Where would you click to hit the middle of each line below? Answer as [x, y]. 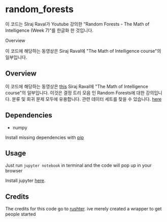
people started [21, 214]
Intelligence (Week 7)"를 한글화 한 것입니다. [49, 30]
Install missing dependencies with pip [45, 137]
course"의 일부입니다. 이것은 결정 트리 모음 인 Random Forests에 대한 [75, 93]
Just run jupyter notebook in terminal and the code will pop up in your [78, 165]
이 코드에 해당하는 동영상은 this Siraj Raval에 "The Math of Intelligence [77, 86]
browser [14, 171]
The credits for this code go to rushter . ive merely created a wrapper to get [83, 209]
